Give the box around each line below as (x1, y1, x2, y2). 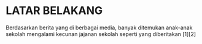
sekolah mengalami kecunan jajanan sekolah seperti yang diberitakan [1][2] (6, 30, 196, 37)
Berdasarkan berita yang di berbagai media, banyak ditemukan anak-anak (6, 24, 193, 31)
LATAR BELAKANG (6, 4, 103, 18)
